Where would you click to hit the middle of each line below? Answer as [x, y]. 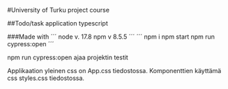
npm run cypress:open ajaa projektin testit [68, 57]
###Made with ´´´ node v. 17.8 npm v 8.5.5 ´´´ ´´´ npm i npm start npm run [111, 37]
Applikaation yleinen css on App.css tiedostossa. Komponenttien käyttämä [114, 71]
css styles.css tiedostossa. [46, 78]
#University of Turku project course [59, 10]
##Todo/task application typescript [58, 23]
